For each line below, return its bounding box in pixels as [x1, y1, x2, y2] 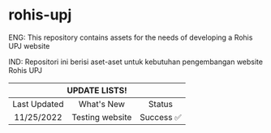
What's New [78, 98, 126, 109]
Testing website [71, 111, 132, 122]
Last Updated [12, 98, 64, 109]
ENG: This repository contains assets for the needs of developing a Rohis [8, 32, 253, 42]
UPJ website [8, 41, 50, 50]
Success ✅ [139, 111, 182, 122]
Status [148, 98, 173, 109]
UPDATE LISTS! [67, 84, 127, 96]
